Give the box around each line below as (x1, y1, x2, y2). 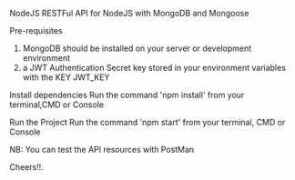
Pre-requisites (9, 25, 63, 35)
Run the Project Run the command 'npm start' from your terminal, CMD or (9, 117, 286, 127)
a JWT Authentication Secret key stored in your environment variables (22, 63, 287, 73)
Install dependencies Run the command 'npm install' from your (9, 90, 245, 100)
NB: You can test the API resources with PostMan (9, 145, 195, 155)
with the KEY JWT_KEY (22, 72, 110, 83)
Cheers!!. (9, 162, 44, 172)
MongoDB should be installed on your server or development (22, 43, 252, 54)
